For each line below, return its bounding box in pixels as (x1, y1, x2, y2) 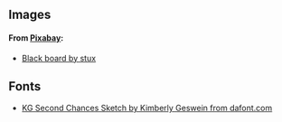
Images (8, 7, 52, 23)
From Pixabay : (8, 32, 64, 43)
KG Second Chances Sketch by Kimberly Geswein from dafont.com (21, 103, 273, 114)
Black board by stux (21, 52, 97, 63)
